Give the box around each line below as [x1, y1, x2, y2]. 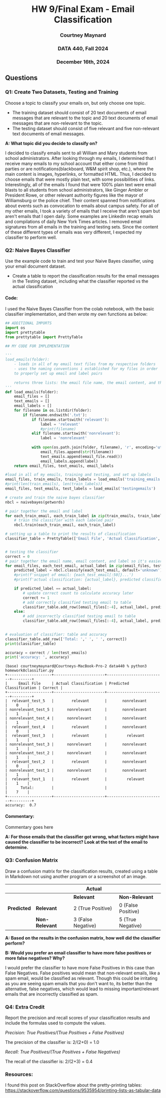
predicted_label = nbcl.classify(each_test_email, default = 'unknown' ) [14, 568, 163, 573]
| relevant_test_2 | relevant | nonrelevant [5, 759, 147, 764]
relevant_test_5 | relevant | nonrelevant [11, 699, 147, 704]
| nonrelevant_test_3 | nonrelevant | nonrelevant [5, 742, 147, 747]
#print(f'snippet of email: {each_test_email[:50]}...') [14, 573, 134, 578]
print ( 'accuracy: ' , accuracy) [5, 655, 70, 660]
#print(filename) [40, 426, 77, 432]
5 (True [119, 916, 137, 923]
